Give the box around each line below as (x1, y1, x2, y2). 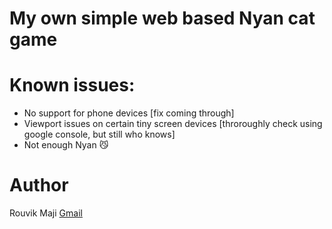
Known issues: (9, 74, 136, 97)
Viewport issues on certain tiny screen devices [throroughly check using (23, 118, 323, 130)
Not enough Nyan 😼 (23, 139, 109, 151)
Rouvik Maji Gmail (9, 207, 83, 219)
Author (9, 174, 69, 197)
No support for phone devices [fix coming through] (23, 107, 235, 119)
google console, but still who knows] (23, 128, 176, 141)
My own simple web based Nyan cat (9, 7, 316, 30)
